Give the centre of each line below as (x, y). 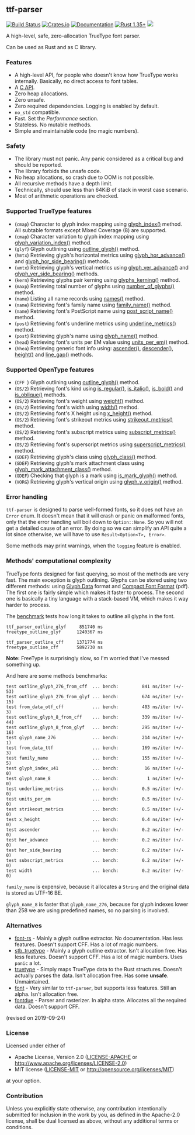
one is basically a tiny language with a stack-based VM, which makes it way (97, 598)
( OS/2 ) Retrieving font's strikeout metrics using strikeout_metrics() (94, 420)
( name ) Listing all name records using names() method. (79, 298)
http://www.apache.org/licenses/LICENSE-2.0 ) (71, 1063)
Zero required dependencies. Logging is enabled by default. (87, 106)
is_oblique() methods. (41, 395)
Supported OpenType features (50, 370)
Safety (16, 146)
